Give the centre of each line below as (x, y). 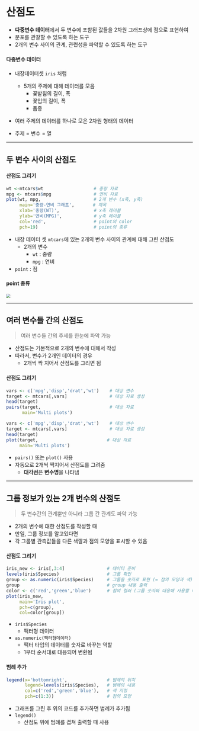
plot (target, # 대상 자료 (69, 440)
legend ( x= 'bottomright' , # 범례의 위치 (71, 680)
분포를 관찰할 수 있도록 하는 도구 (52, 37)
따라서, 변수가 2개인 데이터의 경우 (54, 355)
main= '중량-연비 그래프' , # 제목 (63, 205)
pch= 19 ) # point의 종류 (73, 227)
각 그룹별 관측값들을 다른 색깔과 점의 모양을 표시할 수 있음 (81, 541)
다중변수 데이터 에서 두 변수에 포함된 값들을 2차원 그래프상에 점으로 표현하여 (102, 30)
